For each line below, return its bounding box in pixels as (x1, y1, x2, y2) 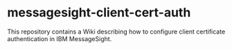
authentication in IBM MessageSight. (7, 34, 112, 42)
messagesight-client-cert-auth (7, 5, 191, 21)
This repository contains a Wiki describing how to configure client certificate (7, 27, 226, 36)
